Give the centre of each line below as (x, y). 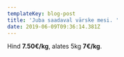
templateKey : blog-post (42, 14)
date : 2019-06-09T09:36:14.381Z (54, 26)
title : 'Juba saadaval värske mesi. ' (63, 20)
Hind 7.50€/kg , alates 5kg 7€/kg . (55, 47)
